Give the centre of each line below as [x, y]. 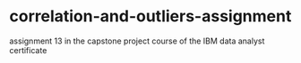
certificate [28, 50]
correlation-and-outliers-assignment [150, 16]
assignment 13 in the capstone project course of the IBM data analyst [137, 41]
